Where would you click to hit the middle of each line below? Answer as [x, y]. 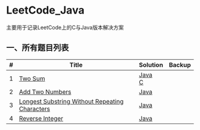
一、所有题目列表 [37, 48]
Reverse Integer [41, 118]
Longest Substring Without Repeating [71, 101]
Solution [151, 64]
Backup [180, 64]
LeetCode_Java [45, 10]
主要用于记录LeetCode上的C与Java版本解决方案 [65, 27]
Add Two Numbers [45, 92]
